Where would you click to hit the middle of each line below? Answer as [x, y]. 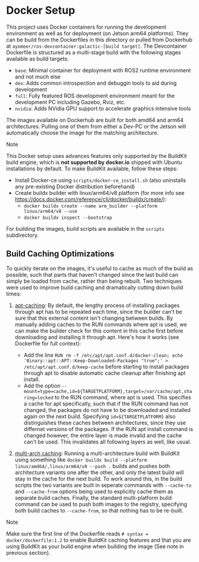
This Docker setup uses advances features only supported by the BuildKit [97, 155]
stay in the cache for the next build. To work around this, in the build [98, 478]
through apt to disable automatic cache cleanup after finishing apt [105, 373]
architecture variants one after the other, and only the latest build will [99, 472]
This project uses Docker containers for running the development [86, 27]
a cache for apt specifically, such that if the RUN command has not [106, 404]
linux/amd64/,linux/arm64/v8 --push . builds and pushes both [92, 466]
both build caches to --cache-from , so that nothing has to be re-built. [99, 510]
